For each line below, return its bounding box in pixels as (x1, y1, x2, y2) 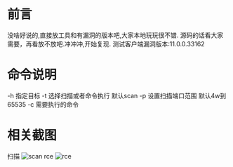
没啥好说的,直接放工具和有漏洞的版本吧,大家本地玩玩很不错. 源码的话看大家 (7, 31, 224, 39)
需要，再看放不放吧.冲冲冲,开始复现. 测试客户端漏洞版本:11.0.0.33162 (7, 39, 205, 48)
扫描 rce (7, 152, 54, 160)
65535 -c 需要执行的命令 (7, 100, 79, 109)
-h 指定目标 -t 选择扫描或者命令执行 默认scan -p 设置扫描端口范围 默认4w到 (7, 91, 227, 100)
